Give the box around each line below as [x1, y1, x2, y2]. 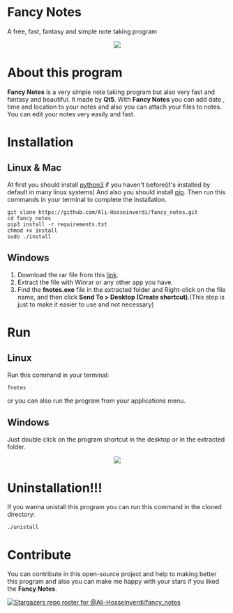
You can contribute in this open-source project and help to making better [7, 570, 217, 578]
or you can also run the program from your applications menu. [7, 396, 186, 405]
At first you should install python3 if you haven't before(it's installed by [7, 180, 211, 189]
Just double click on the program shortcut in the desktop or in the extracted [7, 435, 225, 443]
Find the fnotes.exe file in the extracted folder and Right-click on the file [17, 285, 226, 293]
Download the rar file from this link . [17, 270, 119, 279]
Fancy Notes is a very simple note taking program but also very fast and [7, 88, 215, 96]
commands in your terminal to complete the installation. [7, 195, 167, 203]
